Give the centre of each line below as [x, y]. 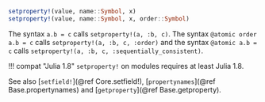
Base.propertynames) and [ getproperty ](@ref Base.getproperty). [115, 89]
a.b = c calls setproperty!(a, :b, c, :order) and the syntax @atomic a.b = [133, 42]
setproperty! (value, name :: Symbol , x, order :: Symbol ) [99, 19]
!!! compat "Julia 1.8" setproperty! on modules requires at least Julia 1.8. [126, 66]
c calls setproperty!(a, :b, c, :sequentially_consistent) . [106, 51]
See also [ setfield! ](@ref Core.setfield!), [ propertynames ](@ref [112, 81]
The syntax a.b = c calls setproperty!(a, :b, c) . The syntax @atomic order [132, 34]
